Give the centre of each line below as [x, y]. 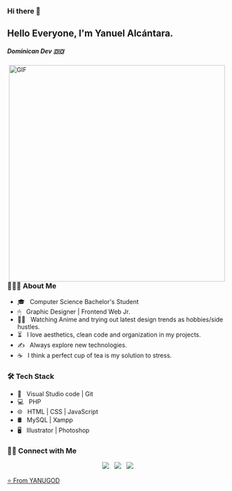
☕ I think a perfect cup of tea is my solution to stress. [95, 355]
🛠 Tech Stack [31, 376]
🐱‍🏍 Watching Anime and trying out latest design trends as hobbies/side [120, 319]
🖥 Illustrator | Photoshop [53, 430]
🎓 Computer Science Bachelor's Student [78, 301]
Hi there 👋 [24, 11]
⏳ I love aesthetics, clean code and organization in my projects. [109, 334]
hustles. [28, 327]
